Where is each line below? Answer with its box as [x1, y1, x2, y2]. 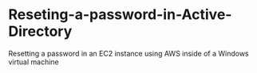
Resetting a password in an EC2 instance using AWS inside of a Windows [8, 48, 249, 58]
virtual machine [8, 57, 60, 67]
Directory [8, 22, 73, 40]
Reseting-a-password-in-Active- [8, 6, 232, 24]
